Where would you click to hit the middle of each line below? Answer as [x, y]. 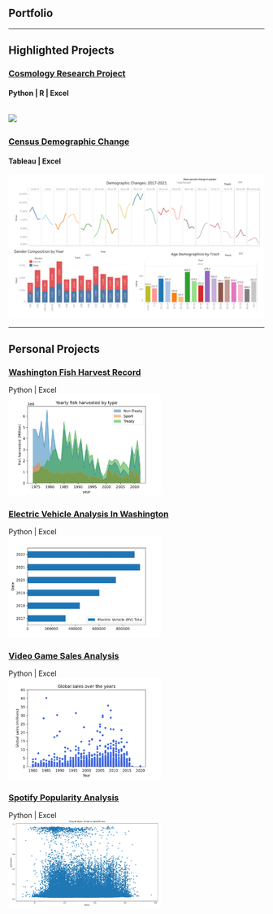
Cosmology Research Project [67, 74]
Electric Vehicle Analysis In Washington [89, 514]
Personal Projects [54, 349]
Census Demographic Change [69, 141]
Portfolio [31, 13]
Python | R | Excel [39, 93]
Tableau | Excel [35, 161]
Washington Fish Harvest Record [75, 372]
